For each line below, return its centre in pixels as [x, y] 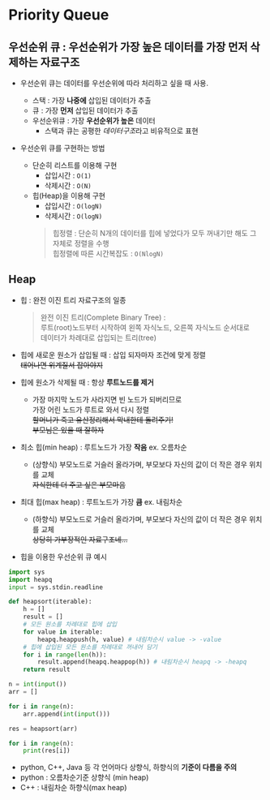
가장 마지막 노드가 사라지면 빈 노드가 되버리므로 [107, 399]
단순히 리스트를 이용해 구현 [75, 165]
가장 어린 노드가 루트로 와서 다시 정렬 [91, 409]
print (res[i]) [47, 751]
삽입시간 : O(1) [68, 175]
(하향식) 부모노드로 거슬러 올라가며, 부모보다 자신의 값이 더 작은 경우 [139, 519]
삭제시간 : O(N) [68, 185]
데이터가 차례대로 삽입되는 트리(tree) [98, 338]
